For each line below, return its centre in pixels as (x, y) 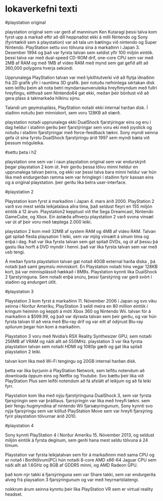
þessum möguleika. (25, 143)
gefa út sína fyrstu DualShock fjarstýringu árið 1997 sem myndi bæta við (77, 138)
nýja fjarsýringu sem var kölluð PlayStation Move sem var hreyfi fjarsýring (79, 411)
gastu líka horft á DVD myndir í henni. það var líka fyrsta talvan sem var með (81, 247)
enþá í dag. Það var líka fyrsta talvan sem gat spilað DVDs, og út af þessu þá (81, 241)
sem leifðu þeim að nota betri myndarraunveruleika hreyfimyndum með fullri (81, 88)
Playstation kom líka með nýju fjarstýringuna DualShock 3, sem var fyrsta (78, 395)
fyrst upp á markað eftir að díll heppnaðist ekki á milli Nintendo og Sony (77, 37)
